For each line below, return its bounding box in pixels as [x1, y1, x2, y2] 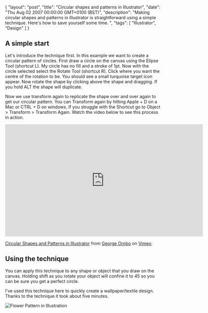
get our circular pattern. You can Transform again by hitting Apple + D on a [5, 99, 157, 104]
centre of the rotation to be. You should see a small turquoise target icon [5, 73, 153, 79]
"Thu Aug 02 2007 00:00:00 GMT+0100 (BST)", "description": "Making [5, 9, 150, 15]
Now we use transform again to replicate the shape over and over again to [5, 93, 156, 99]
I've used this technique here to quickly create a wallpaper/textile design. [5, 288, 154, 294]
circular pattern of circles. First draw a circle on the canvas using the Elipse [5, 58, 159, 64]
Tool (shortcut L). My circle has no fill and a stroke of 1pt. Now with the [5, 63, 149, 69]
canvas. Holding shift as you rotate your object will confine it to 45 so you [5, 273, 155, 279]
